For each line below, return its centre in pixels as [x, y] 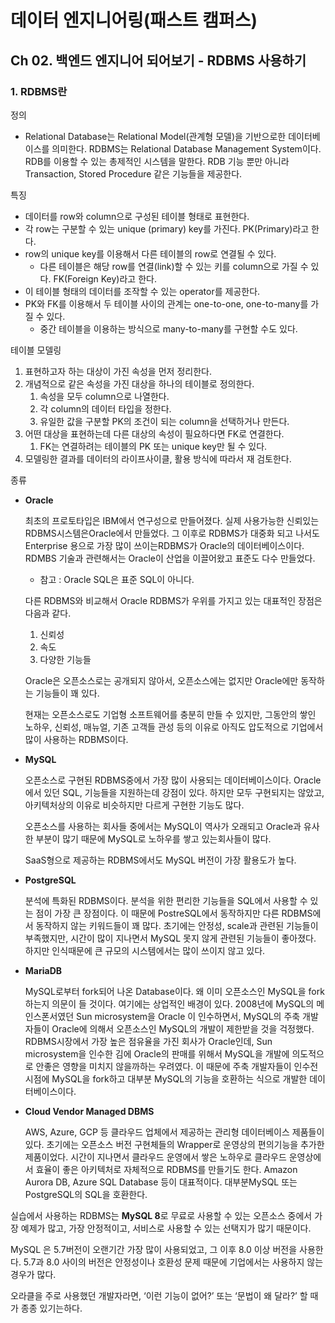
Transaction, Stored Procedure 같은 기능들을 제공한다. [133, 173]
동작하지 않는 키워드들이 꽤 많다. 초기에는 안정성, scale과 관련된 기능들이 [177, 925]
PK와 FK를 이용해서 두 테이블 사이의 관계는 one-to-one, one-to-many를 [166, 303]
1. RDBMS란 [39, 91]
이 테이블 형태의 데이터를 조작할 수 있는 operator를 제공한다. [142, 291]
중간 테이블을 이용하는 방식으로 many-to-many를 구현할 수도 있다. [168, 328]
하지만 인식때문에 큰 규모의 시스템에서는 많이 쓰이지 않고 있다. [145, 950]
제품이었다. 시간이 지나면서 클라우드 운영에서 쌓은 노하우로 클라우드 [155, 1157]
